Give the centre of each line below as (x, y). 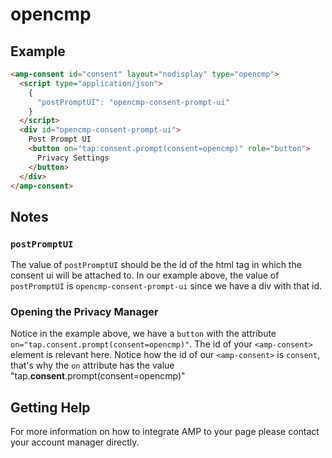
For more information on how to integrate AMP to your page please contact (165, 432)
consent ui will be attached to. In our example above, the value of (145, 275)
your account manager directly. (75, 442)
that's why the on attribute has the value (92, 365)
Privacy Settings (73, 158)
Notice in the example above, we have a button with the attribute (143, 334)
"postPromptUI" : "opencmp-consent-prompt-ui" (133, 102)
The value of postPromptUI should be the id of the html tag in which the (156, 265)
